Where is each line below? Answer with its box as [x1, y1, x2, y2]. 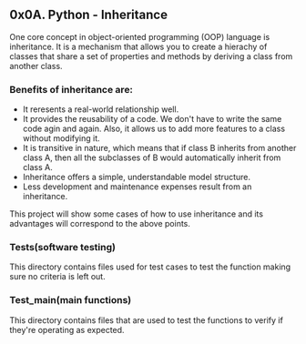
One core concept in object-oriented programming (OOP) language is [9, 31, 270, 42]
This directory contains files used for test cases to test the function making [9, 261, 291, 272]
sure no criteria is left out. [9, 271, 107, 282]
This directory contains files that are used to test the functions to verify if [9, 314, 284, 326]
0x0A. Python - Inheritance [9, 7, 168, 23]
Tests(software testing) [9, 241, 117, 254]
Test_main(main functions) [9, 294, 132, 307]
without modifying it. [22, 133, 100, 144]
